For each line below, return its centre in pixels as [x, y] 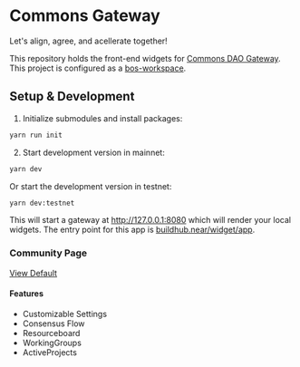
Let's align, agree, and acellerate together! [88, 41]
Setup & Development [72, 97]
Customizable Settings [64, 314]
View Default [33, 273]
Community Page [48, 253]
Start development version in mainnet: [93, 152]
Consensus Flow [53, 324]
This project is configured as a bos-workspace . [98, 68]
